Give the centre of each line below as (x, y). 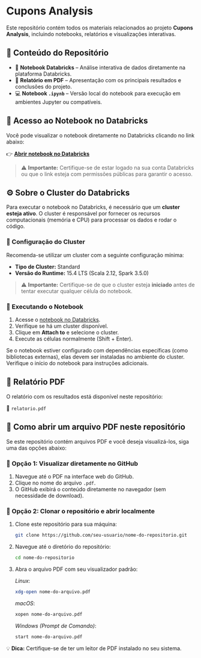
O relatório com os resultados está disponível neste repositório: (85, 396)
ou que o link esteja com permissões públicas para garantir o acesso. (107, 174)
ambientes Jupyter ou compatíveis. (58, 102)
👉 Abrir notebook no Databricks (48, 154)
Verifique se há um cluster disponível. (61, 326)
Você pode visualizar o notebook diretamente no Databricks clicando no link (100, 135)
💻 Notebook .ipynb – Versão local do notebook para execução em (98, 93)
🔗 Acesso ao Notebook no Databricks (77, 121)
